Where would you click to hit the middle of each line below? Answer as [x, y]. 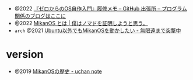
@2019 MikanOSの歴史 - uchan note [58, 71]
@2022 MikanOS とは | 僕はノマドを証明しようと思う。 [81, 23]
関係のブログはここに [40, 16]
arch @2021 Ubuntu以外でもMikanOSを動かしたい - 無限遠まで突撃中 [98, 30]
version [25, 55]
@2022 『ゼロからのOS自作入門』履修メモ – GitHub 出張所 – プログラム [101, 8]
